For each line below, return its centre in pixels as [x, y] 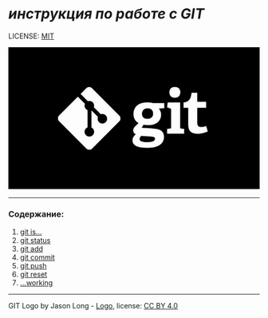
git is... [31, 232]
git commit [37, 257]
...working [36, 282]
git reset [33, 274]
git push [33, 265]
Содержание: [36, 214]
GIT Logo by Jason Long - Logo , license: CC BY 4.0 [93, 305]
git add [32, 248]
